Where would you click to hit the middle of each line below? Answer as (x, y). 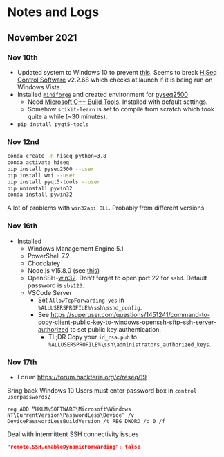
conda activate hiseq (38, 163)
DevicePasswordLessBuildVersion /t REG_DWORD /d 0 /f (86, 421)
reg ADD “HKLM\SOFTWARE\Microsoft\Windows (69, 409)
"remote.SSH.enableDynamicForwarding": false (74, 447)
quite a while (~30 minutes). (67, 116)
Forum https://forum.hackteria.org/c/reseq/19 (82, 377)
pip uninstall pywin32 (40, 188)
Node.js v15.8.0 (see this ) (64, 270)
